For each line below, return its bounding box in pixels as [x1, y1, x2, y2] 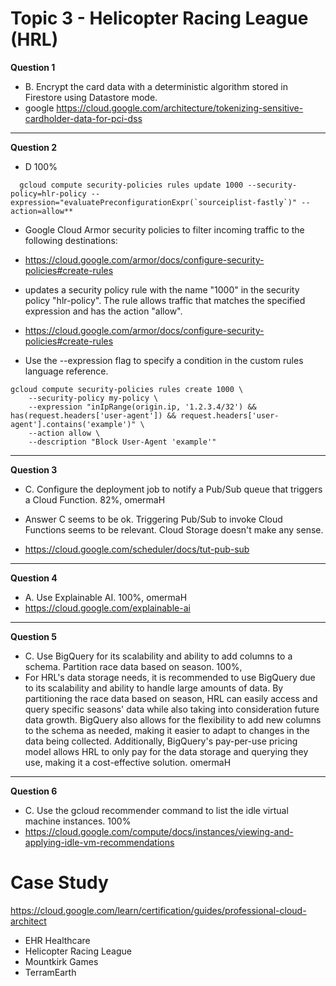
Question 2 [10, 141, 58, 153]
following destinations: [24, 234, 118, 246]
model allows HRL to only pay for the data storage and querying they [24, 745, 309, 757]
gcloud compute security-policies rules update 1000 [19, 180, 244, 190]
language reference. [24, 365, 109, 377]
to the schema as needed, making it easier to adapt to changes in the [24, 724, 310, 736]
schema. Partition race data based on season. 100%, [24, 660, 243, 672]
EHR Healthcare [24, 934, 91, 946]
